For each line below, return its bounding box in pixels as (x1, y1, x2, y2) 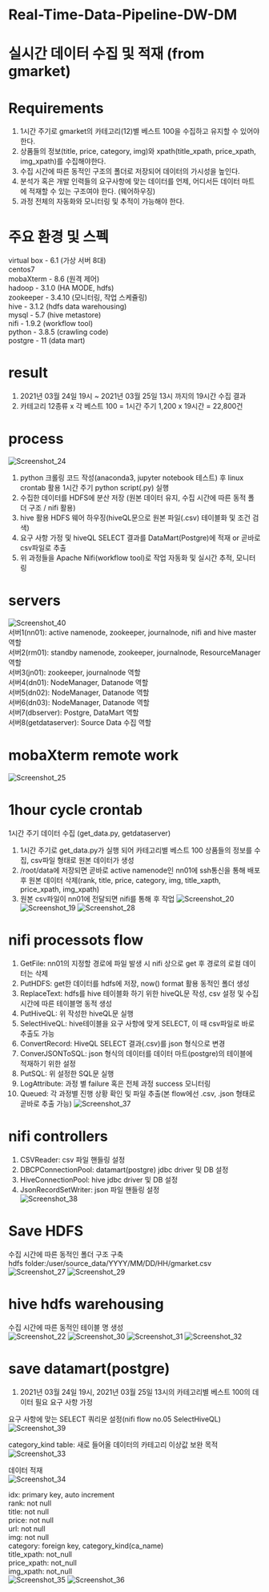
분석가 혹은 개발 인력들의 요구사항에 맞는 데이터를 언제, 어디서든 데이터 (19, 176, 240, 186)
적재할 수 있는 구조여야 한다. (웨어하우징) (28, 187, 156, 196)
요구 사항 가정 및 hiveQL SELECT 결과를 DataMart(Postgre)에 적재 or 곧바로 (19, 533, 261, 542)
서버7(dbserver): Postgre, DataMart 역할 (8, 707, 139, 718)
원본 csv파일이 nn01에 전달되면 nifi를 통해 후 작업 (19, 893, 175, 903)
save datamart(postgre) (8, 1360, 171, 1377)
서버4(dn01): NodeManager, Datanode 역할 (8, 678, 149, 687)
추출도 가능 (19, 1028, 55, 1038)
